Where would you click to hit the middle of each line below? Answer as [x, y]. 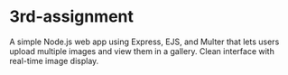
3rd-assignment [71, 17]
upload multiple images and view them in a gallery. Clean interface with [142, 51]
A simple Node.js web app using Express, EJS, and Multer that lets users [144, 42]
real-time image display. [54, 61]
